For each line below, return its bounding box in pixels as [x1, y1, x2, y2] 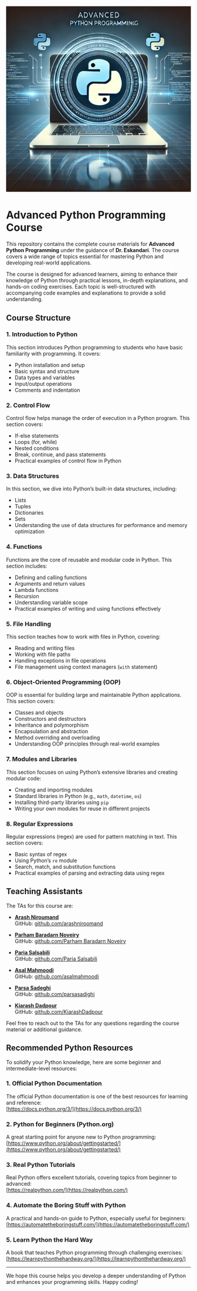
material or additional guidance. [6, 1025, 83, 1033]
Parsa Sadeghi [14, 984, 51, 991]
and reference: [6, 1099, 42, 1106]
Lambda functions [14, 586, 59, 593]
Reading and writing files [14, 645, 75, 651]
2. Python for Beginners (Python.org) [6, 1120, 114, 1128]
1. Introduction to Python [6, 330, 78, 339]
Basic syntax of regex [14, 850, 67, 858]
